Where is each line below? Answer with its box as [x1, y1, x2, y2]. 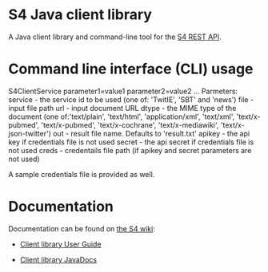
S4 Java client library [8, 6, 152, 24]
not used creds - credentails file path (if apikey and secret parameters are [8, 145, 252, 155]
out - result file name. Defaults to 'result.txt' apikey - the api [53, 128, 250, 138]
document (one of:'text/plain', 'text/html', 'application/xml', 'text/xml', [8, 112, 235, 121]
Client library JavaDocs [19, 254, 98, 264]
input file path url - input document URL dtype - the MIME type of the [8, 103, 237, 112]
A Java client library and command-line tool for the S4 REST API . [8, 32, 222, 41]
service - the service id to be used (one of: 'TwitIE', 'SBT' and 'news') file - [8, 94, 254, 104]
